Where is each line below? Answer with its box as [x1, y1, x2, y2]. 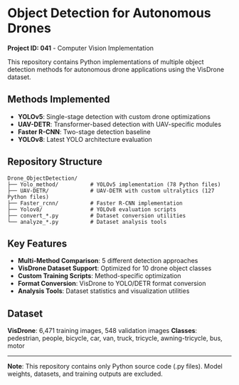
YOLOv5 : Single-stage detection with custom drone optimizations [17, 112, 211, 120]
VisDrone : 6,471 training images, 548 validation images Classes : [7, 327, 198, 335]
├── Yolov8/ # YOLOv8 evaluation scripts [7, 205, 176, 213]
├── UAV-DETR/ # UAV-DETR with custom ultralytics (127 [7, 187, 215, 194]
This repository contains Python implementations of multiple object [7, 57, 204, 66]
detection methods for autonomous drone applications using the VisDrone [7, 65, 225, 73]
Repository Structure [7, 155, 103, 168]
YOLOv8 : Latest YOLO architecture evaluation [17, 135, 153, 143]
